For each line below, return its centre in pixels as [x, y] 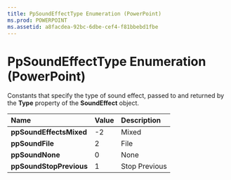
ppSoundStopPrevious [49, 167]
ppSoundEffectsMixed [49, 132]
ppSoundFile [33, 144]
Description [141, 120]
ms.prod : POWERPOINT [38, 20]
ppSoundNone [35, 155]
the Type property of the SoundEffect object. [73, 103]
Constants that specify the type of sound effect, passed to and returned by [116, 96]
